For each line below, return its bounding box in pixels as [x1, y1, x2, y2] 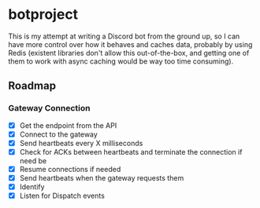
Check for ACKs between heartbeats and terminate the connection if [19, 147, 243, 156]
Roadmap [8, 79, 57, 93]
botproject [8, 5, 79, 24]
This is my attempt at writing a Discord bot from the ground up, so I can [8, 31, 240, 41]
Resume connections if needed [19, 164, 121, 173]
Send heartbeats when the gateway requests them [19, 173, 184, 182]
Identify [19, 182, 45, 192]
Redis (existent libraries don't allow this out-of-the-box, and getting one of [8, 48, 250, 57]
